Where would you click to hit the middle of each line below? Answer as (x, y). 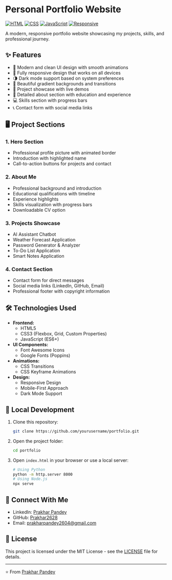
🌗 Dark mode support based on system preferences (68, 78)
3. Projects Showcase (33, 223)
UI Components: (30, 345)
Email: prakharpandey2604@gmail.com (55, 523)
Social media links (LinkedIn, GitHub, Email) (58, 286)
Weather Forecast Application (44, 240)
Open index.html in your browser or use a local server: (71, 460)
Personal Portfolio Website (63, 9)
